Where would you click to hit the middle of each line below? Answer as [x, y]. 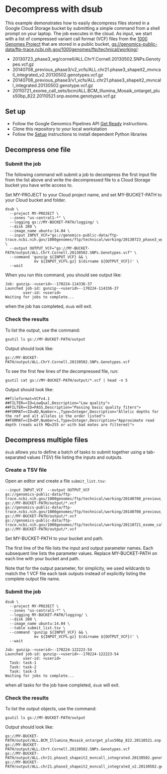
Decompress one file [38, 150]
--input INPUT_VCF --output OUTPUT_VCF [48, 490]
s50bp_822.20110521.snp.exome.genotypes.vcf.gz [64, 96]
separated [16, 457]
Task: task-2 [23, 667]
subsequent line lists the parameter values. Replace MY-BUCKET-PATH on [81, 553]
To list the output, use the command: [43, 330]
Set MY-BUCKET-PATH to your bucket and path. [54, 538]
